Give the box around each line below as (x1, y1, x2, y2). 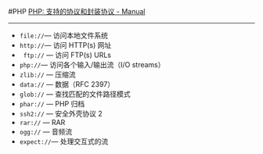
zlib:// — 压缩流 (19, 70, 76, 79)
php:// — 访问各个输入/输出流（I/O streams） (19, 60, 166, 69)
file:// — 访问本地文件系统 (19, 30, 108, 40)
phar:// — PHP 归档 (19, 99, 85, 108)
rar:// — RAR (19, 118, 66, 127)
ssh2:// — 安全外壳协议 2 (19, 109, 103, 118)
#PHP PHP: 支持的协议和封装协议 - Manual (8, 7, 146, 16)
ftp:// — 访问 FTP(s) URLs (23, 50, 112, 59)
